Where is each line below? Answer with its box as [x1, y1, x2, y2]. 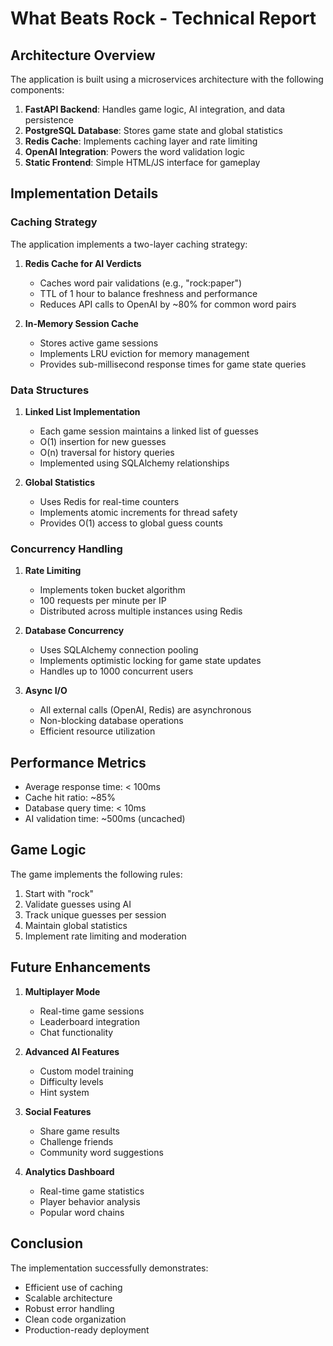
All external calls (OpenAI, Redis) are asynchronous [39, 704, 252, 716]
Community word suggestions [39, 1146, 164, 1158]
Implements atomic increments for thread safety [39, 506, 238, 518]
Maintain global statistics [24, 919, 128, 931]
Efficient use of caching [24, 1281, 123, 1293]
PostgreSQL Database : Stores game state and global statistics [24, 125, 283, 136]
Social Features [24, 1105, 92, 1117]
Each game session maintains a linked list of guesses [39, 425, 259, 437]
